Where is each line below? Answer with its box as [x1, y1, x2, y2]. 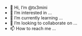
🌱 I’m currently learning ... [9, 15, 63, 20]
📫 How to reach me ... [9, 26, 56, 31]
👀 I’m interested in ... [9, 10, 52, 16]
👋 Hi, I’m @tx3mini [9, 5, 48, 10]
